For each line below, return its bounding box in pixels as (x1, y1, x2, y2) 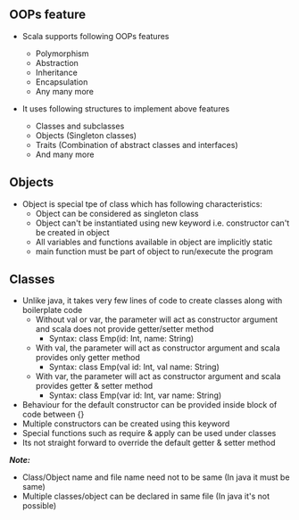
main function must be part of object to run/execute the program (35, 245, 274, 257)
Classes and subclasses (35, 120, 125, 131)
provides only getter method (35, 352, 140, 363)
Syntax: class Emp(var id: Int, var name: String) (48, 390, 222, 400)
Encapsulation (35, 76, 88, 87)
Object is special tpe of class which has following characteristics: (21, 198, 263, 209)
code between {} (21, 409, 85, 420)
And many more (35, 149, 95, 160)
